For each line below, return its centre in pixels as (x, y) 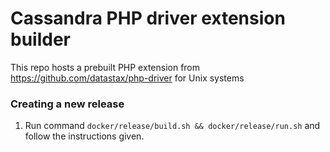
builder (40, 39)
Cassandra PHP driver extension (148, 18)
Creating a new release (67, 104)
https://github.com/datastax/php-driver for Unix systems (127, 78)
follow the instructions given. (84, 136)
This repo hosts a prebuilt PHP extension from (105, 67)
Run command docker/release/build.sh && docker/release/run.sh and (172, 126)
